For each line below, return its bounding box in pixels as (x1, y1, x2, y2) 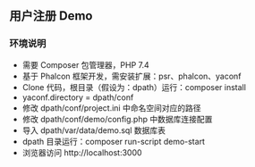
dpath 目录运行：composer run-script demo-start (21, 136, 206, 146)
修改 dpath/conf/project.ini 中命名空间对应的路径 (21, 102, 201, 113)
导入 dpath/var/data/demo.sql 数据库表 (21, 124, 166, 136)
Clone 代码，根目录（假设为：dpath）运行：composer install (21, 81, 246, 92)
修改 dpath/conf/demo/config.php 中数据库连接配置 (21, 113, 213, 124)
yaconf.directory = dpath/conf (21, 92, 134, 103)
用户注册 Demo (9, 8, 93, 24)
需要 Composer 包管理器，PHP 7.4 (21, 59, 149, 70)
